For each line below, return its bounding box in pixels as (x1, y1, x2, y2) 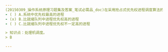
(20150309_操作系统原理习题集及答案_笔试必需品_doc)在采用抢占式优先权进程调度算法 (5, 7, 160, 12)
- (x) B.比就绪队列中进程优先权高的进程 (5, 16, 79, 21)
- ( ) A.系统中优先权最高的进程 (5, 12, 64, 17)
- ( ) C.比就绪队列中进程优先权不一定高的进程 (5, 21, 90, 26)
